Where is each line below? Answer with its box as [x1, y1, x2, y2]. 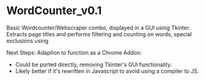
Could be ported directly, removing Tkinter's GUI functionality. [15, 61, 173, 68]
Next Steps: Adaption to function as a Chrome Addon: [6, 48, 142, 56]
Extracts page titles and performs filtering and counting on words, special [6, 30, 192, 37]
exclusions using [6, 37, 49, 44]
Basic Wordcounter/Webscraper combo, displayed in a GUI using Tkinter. [6, 24, 191, 31]
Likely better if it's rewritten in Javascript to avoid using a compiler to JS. [15, 67, 199, 74]
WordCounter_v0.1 [6, 4, 102, 18]
